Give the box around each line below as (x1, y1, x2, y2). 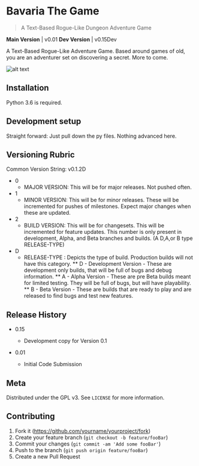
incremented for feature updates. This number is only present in (23, 228, 182, 236)
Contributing (6, 411, 55, 422)
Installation (6, 83, 49, 93)
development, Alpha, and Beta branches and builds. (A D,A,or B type (23, 235, 193, 242)
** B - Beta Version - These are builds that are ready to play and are (23, 286, 192, 293)
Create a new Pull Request (14, 453, 81, 460)
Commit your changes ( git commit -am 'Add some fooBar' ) (14, 440, 161, 447)
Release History (6, 310, 67, 320)
